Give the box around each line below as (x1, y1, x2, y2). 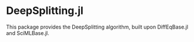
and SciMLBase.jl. (6, 29, 49, 36)
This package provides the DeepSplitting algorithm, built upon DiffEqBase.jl (6, 23, 189, 30)
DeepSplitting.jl (6, 4, 83, 17)
